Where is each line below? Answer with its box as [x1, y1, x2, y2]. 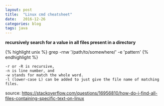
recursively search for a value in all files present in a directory [5, 39, 136, 45]
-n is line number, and [5, 68, 55, 74]
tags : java [5, 26, 28, 31]
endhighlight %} [5, 54, 38, 60]
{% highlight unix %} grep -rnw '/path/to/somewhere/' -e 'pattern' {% [5, 49, 149, 55]
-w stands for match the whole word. [5, 73, 84, 78]
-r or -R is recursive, [5, 64, 55, 69]
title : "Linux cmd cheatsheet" [5, 12, 72, 17]
